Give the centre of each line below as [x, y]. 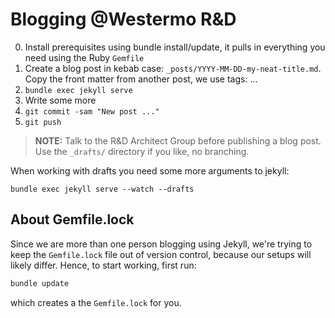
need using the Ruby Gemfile [84, 57]
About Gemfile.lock [72, 219]
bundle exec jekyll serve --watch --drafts [102, 189]
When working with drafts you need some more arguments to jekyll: [150, 170]
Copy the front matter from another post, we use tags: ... [141, 79]
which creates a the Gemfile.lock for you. [96, 302]
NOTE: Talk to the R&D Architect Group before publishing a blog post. [178, 140]
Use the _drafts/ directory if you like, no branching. [142, 151]
